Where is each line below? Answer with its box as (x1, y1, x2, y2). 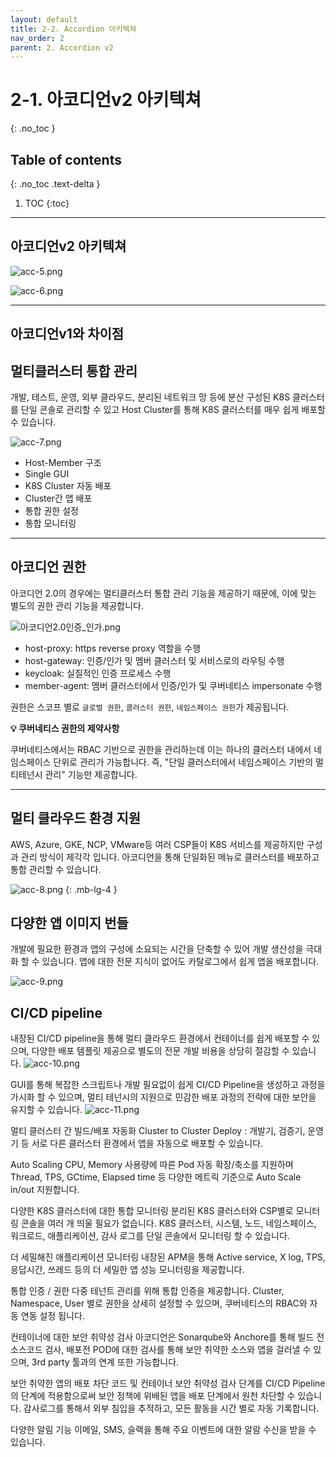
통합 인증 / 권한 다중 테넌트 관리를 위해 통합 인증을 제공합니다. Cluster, (10, 1285, 285, 1297)
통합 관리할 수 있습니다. (10, 863, 102, 875)
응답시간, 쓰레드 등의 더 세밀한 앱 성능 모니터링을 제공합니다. (10, 1264, 245, 1276)
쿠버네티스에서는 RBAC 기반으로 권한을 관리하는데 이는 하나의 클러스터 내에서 (10, 743, 312, 755)
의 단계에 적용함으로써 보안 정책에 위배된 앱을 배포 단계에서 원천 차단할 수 (10, 1390, 296, 1402)
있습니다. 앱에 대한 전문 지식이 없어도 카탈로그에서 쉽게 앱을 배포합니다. (41, 956, 320, 968)
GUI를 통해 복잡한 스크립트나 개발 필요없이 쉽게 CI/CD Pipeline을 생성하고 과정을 (10, 1079, 326, 1091)
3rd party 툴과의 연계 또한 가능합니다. (31, 1356, 180, 1368)
